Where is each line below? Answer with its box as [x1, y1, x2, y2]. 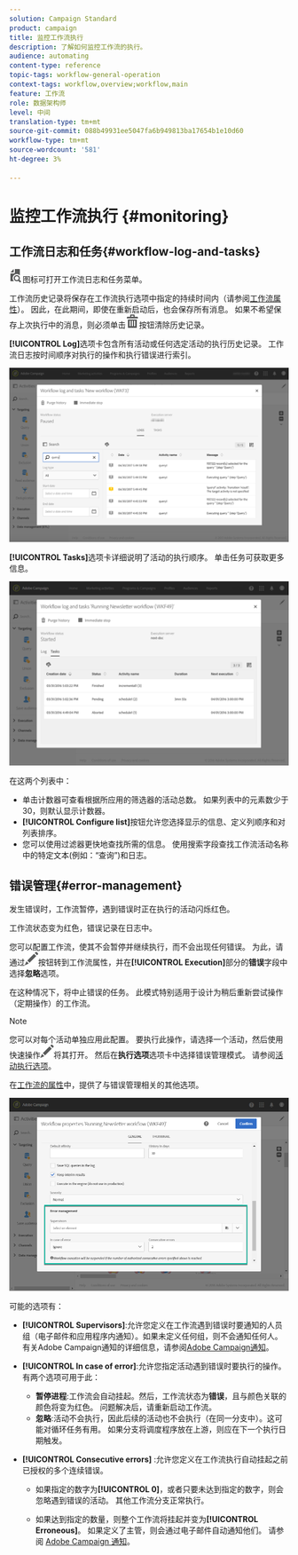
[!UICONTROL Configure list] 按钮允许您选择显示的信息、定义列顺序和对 [21, 817, 286, 827]
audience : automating [9, 51, 90, 61]
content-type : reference [9, 61, 101, 70]
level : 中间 [9, 107, 51, 117]
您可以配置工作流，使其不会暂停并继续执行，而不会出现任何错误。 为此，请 [9, 941, 284, 951]
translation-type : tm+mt [9, 117, 101, 126]
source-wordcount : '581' [9, 146, 101, 154]
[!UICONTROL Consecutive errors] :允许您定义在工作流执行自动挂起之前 [21, 1454, 288, 1464]
